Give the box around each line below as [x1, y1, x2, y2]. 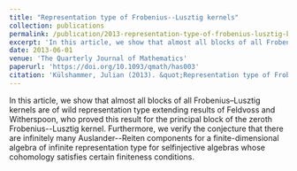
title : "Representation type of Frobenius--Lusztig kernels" [9, 12, 240, 22]
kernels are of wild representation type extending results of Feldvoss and [9, 104, 276, 115]
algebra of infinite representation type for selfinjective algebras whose [9, 142, 265, 152]
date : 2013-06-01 [9, 46, 73, 55]
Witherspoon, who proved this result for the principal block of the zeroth [9, 113, 272, 124]
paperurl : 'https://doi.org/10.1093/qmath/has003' [9, 63, 200, 72]
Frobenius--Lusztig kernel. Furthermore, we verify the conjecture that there [9, 123, 285, 134]
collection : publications [9, 21, 104, 30]
